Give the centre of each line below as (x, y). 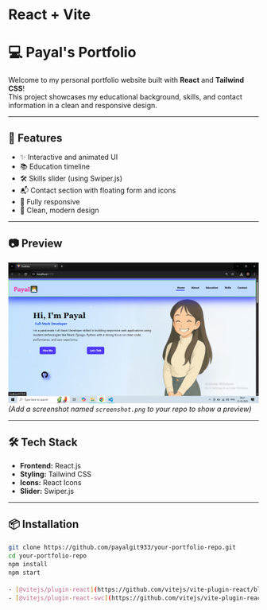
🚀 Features (35, 138)
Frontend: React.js (50, 465)
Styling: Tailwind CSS (56, 474)
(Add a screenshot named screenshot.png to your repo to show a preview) (130, 409)
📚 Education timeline (54, 166)
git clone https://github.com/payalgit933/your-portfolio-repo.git (122, 548)
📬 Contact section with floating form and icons (98, 190)
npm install (28, 565)
